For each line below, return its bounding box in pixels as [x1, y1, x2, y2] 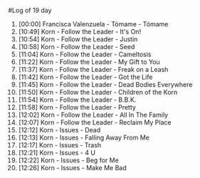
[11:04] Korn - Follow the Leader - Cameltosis [18, 50, 152, 58]
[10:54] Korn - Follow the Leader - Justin [18, 35, 138, 43]
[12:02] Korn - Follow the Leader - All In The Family [18, 110, 169, 119]
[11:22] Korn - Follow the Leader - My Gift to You [18, 58, 160, 66]
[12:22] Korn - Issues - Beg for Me [18, 156, 120, 164]
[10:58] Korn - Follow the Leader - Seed [18, 43, 135, 51]
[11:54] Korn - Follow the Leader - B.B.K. [18, 95, 137, 104]
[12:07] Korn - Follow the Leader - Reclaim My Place [18, 118, 172, 127]
